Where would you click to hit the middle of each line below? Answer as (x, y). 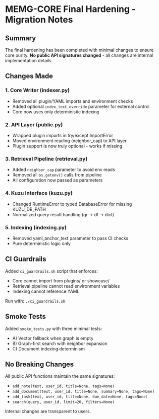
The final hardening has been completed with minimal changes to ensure (79, 50)
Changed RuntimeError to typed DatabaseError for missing (72, 204)
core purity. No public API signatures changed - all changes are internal (79, 55)
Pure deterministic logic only (41, 243)
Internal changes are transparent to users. (48, 412)
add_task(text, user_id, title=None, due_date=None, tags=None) (80, 397)
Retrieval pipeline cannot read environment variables (66, 286)
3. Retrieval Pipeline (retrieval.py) (46, 159)
